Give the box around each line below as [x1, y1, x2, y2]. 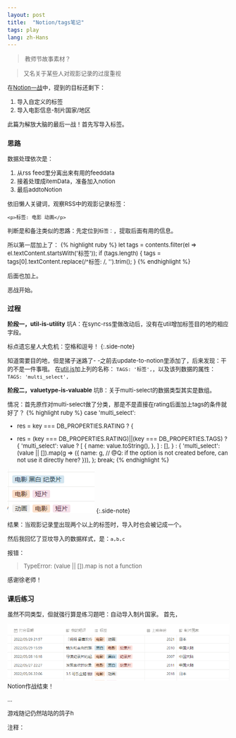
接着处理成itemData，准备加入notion [17, 177, 116, 185]
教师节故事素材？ [24, 55, 71, 63]
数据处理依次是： [7, 154, 54, 163]
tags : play [7, 26, 39, 33]
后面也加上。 [7, 271, 42, 279]
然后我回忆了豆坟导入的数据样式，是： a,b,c [7, 534, 125, 543]
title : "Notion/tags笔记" [7, 18, 85, 26]
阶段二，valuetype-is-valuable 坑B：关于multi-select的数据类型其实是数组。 [7, 386, 216, 394]
